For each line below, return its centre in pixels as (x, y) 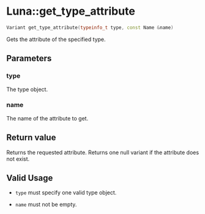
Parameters (29, 58)
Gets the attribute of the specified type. (56, 39)
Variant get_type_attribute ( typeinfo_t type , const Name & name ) (90, 28)
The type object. (27, 89)
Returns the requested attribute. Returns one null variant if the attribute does (103, 152)
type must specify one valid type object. (66, 193)
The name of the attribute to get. (47, 118)
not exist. (18, 159)
